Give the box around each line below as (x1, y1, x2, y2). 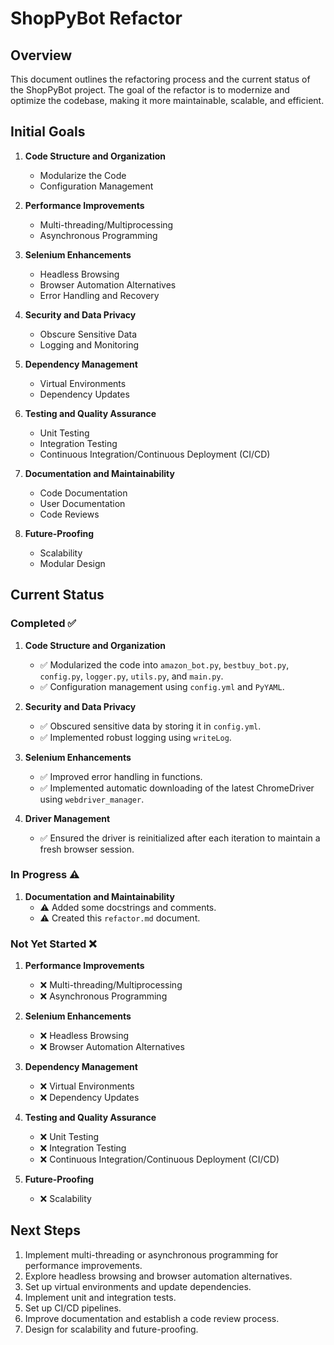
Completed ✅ (10, 617, 77, 631)
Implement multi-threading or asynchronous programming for (24, 1248, 279, 1261)
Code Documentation (39, 487, 128, 499)
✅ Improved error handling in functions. (39, 770, 203, 782)
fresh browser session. (39, 843, 135, 855)
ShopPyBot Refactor (10, 7, 183, 30)
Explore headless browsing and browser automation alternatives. (24, 1270, 293, 1282)
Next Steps (10, 1222, 81, 1239)
